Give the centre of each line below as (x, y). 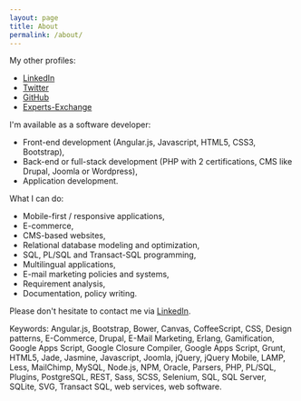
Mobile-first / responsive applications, (93, 216)
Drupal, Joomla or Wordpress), (80, 171)
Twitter (36, 88)
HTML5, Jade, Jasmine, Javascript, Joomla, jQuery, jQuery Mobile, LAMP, (147, 358)
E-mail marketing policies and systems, (96, 275)
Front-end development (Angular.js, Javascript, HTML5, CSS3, (139, 143)
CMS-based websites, (64, 236)
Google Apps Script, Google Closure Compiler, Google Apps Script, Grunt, (147, 348)
